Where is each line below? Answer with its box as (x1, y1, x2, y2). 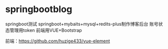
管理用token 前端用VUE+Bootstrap (9, 27, 82, 33)
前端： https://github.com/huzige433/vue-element (5, 38, 110, 44)
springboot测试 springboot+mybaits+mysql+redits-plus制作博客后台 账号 (5, 21, 159, 27)
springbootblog (5, 4, 72, 15)
